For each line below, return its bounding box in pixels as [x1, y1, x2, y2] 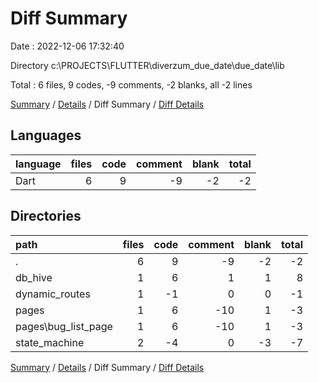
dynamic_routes [15, 287, 91, 301]
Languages [10, 127, 82, 144]
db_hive [15, 270, 53, 284]
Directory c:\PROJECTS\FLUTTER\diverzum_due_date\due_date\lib [10, 59, 285, 71]
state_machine [15, 335, 85, 349]
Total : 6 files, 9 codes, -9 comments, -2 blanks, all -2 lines [10, 78, 253, 91]
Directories [10, 208, 82, 225]
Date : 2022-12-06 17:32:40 [10, 40, 125, 52]
